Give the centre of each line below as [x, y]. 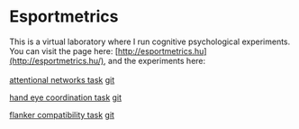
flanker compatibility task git [62, 115]
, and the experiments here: [154, 60]
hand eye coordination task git [66, 97]
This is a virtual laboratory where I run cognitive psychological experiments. [150, 41]
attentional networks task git [62, 79]
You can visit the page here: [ [64, 51]
